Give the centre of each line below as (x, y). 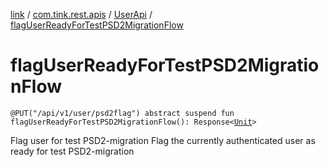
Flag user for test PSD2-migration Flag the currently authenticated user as (163, 140)
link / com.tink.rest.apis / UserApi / (81, 14)
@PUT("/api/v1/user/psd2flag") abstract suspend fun (122, 113)
